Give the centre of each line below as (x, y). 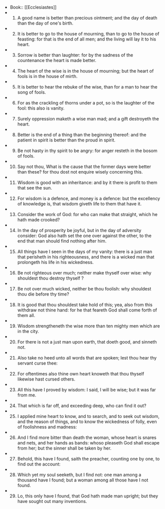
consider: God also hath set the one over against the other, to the (84, 235)
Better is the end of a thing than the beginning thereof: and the (82, 135)
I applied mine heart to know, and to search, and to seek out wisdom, (88, 416)
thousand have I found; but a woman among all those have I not (83, 480)
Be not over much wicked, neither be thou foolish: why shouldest (84, 289)
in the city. (28, 331)
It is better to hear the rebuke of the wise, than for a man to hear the (87, 87)
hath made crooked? (38, 220)
